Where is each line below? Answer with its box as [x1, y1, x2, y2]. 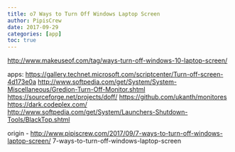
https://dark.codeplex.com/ [7, 100, 87, 109]
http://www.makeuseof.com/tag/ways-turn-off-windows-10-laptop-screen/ [7, 56, 228, 65]
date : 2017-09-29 [7, 23, 59, 31]
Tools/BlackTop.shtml [7, 115, 70, 124]
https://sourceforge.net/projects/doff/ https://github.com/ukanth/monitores [7, 93, 227, 102]
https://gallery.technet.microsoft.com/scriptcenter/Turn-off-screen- [25, 70, 224, 79]
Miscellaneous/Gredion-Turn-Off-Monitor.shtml [7, 85, 146, 94]
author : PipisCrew [7, 17, 62, 24]
